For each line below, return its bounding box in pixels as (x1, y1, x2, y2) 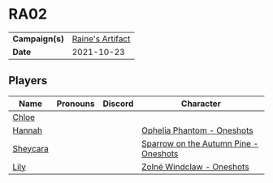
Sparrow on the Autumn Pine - (141, 138, 259, 149)
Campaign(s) (12, 33, 65, 45)
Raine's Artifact (71, 33, 131, 45)
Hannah (12, 125, 43, 136)
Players (8, 74, 48, 87)
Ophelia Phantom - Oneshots (141, 125, 253, 136)
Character (181, 98, 221, 109)
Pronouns (56, 98, 95, 109)
